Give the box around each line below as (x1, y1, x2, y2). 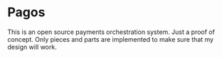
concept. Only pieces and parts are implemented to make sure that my (7, 35, 214, 43)
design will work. (7, 42, 57, 51)
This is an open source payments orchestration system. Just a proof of (7, 28, 216, 36)
